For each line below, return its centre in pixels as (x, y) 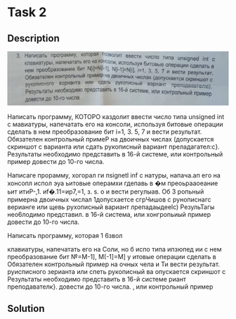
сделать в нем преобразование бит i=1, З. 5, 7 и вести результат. (105, 132)
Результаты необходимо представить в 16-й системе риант (97, 279)
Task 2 (27, 12)
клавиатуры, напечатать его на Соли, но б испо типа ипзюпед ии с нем (114, 249)
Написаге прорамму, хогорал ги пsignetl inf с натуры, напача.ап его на (114, 175)
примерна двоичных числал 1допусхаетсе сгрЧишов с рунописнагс (110, 199)
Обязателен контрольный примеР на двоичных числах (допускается (111, 139)
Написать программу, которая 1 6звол (65, 235)
